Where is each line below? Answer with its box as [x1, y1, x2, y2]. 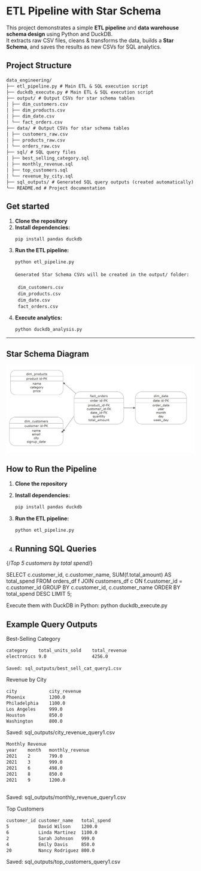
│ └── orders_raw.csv [6, 143, 60, 149]
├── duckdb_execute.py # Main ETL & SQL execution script [6, 89, 154, 95]
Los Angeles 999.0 [6, 706, 63, 713]
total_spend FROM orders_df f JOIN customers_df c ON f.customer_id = [6, 577, 182, 585]
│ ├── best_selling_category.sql [6, 155, 90, 161]
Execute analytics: [14, 314, 63, 321]
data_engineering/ [6, 77, 52, 83]
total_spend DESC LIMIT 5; [6, 590, 72, 598]
